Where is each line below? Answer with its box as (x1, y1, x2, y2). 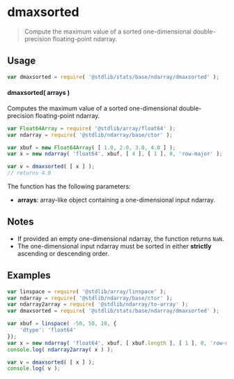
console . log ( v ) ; (7, 365, 61, 372)
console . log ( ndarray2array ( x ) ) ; (7, 346, 114, 353)
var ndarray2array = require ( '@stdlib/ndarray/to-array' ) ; (7, 301, 189, 308)
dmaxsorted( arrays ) (7, 89, 70, 97)
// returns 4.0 (7, 170, 52, 177)
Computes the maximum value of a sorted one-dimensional (7, 104, 178, 112)
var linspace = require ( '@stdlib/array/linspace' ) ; (7, 288, 167, 295)
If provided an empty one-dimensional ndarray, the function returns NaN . (17, 235, 224, 243)
